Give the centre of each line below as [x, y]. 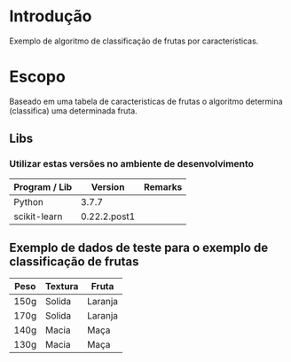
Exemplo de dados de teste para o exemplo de [139, 247]
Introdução [51, 16]
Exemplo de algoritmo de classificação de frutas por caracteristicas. [134, 41]
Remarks [163, 186]
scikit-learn [38, 216]
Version [108, 186]
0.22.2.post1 [108, 216]
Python [29, 201]
